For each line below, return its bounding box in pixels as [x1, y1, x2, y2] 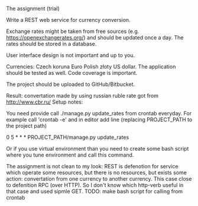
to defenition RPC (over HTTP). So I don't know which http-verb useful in [6, 182, 184, 188]
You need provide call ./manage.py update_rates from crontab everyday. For [6, 110, 192, 117]
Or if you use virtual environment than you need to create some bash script [6, 145, 189, 152]
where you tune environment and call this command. [6, 151, 134, 158]
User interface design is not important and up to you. [6, 52, 135, 58]
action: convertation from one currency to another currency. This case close [6, 175, 192, 182]
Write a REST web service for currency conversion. [6, 16, 131, 23]
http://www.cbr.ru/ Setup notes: [6, 98, 83, 105]
